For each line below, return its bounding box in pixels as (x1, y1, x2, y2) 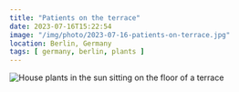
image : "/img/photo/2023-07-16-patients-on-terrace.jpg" (9, 30, 231, 39)
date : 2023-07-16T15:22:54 (9, 22, 112, 31)
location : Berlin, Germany (9, 38, 112, 48)
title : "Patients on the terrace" (9, 13, 141, 23)
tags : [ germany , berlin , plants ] (9, 47, 145, 56)
